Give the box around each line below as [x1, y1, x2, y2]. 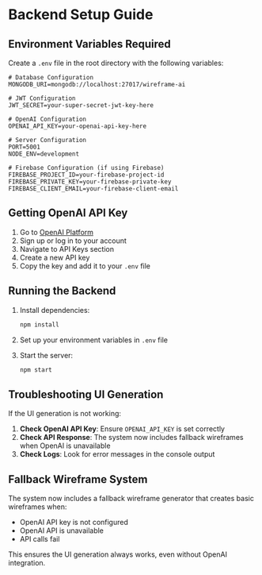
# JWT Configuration [8, 95, 77, 102]
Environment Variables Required [8, 37, 172, 51]
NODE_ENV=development [8, 150, 80, 158]
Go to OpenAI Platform [19, 227, 93, 237]
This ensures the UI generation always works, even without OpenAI [8, 550, 228, 559]
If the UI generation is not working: [8, 409, 121, 419]
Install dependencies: [19, 305, 90, 315]
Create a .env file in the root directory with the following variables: [8, 58, 224, 68]
